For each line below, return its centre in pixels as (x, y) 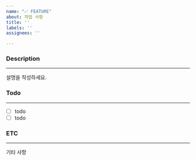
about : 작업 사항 (25, 17)
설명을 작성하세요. (27, 78)
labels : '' (19, 28)
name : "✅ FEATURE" (29, 11)
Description (23, 59)
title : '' (18, 22)
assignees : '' (23, 33)
